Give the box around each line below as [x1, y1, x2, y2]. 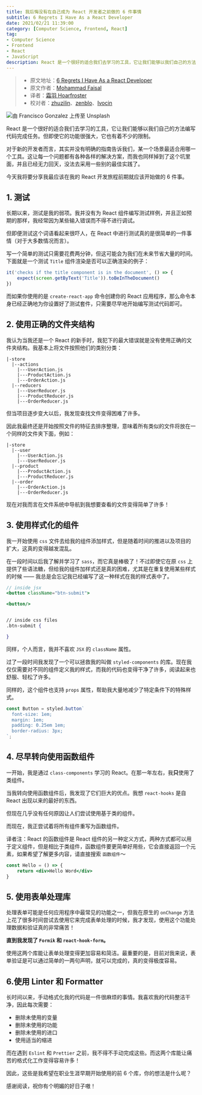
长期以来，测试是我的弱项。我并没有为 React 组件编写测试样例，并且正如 [6, 209, 187, 217]
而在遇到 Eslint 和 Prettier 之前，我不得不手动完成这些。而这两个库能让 [6, 1049, 187, 1056]
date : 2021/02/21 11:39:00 [6, 20, 74, 26]
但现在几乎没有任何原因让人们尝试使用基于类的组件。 [6, 809, 138, 817]
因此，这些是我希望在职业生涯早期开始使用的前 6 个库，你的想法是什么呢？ [6, 1070, 192, 1077]
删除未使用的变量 [14, 1014, 58, 1021]
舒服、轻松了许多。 [6, 673, 54, 680]
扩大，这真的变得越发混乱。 [6, 545, 75, 552]
